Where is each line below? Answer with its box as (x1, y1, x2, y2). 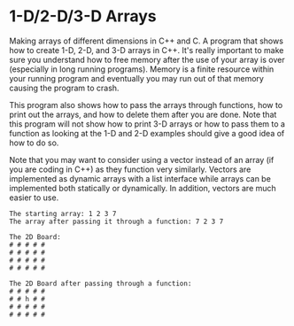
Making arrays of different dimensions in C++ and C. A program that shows (9, 35, 283, 46)
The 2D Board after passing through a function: (9, 279, 192, 288)
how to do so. (9, 137, 59, 148)
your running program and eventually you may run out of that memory (9, 73, 264, 83)
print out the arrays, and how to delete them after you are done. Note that (9, 109, 277, 120)
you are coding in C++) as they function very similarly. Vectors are (9, 164, 251, 175)
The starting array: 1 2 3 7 (9, 209, 117, 218)
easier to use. (9, 192, 59, 203)
